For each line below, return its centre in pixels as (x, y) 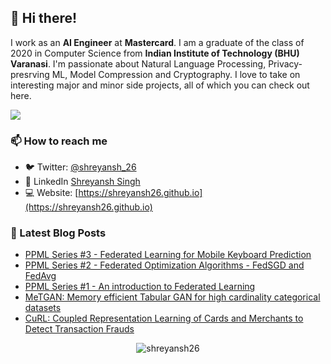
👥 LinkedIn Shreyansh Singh (82, 182)
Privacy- (285, 63)
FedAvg (40, 276)
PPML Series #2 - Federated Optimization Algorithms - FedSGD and (164, 265)
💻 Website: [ (51, 193)
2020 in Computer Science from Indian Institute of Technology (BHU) (155, 53)
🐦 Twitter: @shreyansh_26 (80, 167)
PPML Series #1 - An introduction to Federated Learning (140, 287)
